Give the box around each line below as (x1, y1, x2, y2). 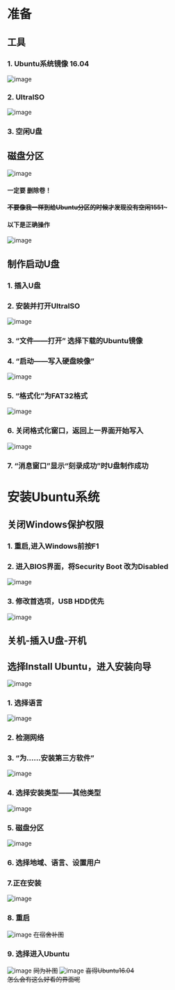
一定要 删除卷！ (7, 185, 52, 195)
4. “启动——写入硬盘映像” (7, 356, 95, 365)
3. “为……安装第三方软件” (7, 753, 95, 763)
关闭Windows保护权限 (7, 519, 104, 531)
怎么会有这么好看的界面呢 (7, 975, 81, 983)
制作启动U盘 (7, 258, 60, 270)
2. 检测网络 (7, 733, 44, 743)
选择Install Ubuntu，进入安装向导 (7, 661, 151, 673)
